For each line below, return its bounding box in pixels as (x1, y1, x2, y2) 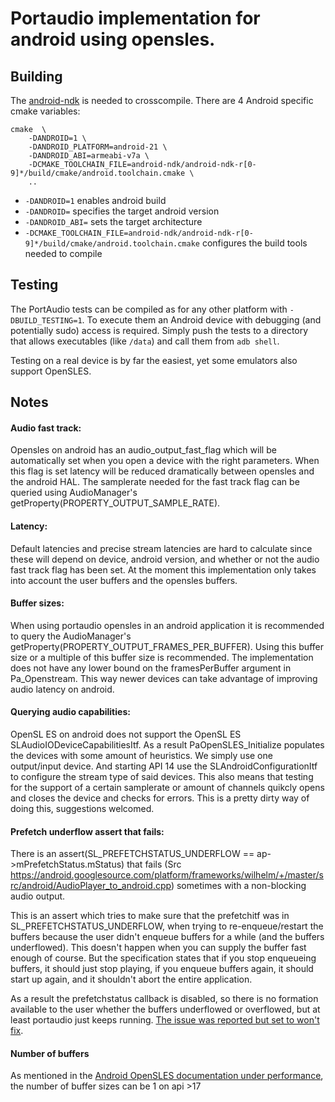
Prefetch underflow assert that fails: (10, 825, 165, 837)
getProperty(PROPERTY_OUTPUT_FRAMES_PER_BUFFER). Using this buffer (10, 640, 324, 652)
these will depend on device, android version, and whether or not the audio (10, 553, 320, 565)
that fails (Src (126, 858, 182, 871)
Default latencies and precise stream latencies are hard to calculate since (10, 542, 313, 554)
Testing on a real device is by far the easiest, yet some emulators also (10, 354, 298, 366)
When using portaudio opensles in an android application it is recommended (10, 619, 325, 631)
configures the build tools (201, 237, 308, 249)
